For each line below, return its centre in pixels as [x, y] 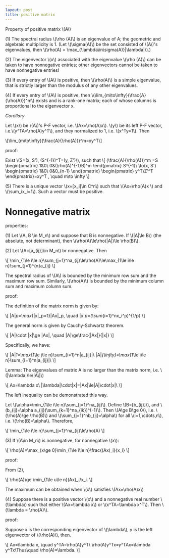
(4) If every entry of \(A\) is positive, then [48, 95]
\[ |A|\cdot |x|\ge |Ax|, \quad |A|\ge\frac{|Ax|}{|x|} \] [60, 335]
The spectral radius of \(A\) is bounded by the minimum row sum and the [81, 275]
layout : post [19, 10]
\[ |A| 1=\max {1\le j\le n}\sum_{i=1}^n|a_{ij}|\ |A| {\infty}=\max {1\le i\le [76, 355]
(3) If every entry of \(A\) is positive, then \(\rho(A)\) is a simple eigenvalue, [83, 80]
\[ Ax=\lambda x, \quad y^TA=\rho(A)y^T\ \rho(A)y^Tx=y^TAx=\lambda [78, 545]
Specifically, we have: [28, 345]
